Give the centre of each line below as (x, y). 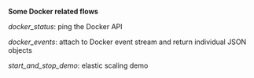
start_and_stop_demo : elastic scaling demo (78, 65)
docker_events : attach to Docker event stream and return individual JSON (127, 42)
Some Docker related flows (53, 11)
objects (20, 50)
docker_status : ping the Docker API (66, 26)
